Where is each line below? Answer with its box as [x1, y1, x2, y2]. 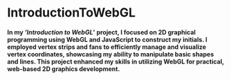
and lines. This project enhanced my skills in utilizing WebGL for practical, [7, 57, 225, 66]
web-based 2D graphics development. [7, 64, 120, 73]
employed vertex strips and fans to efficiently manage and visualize [7, 43, 206, 51]
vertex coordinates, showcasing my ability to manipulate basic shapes [7, 50, 214, 58]
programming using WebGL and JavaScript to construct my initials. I [7, 35, 207, 43]
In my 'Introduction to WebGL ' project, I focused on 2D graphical [7, 28, 196, 36]
